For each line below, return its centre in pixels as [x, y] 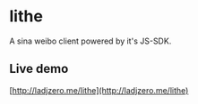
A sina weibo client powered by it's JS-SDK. [90, 41]
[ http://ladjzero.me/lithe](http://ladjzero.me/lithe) [99, 90]
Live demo [39, 69]
